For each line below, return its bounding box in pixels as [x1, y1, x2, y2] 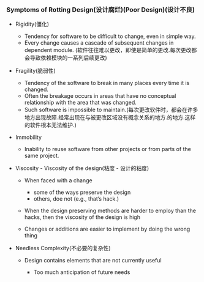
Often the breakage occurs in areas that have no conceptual [24, 92, 176, 100]
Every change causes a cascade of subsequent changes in [24, 39, 174, 46]
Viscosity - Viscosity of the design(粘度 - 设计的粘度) [15, 165, 149, 172]
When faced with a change [24, 177, 93, 184]
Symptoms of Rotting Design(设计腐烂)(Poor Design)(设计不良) [6, 5, 195, 13]
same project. [24, 152, 59, 160]
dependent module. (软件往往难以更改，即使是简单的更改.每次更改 [24, 46, 192, 54]
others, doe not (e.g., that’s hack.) [33, 195, 119, 202]
